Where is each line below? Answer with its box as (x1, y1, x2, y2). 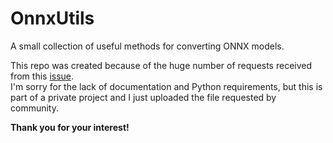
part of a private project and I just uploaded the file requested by (10, 91, 277, 103)
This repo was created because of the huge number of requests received (10, 59, 313, 71)
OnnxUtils (10, 7, 95, 30)
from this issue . (10, 70, 75, 82)
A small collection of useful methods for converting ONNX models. (10, 40, 285, 52)
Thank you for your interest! (10, 121, 130, 133)
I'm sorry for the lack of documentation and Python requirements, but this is (10, 80, 323, 92)
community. (10, 102, 59, 114)
